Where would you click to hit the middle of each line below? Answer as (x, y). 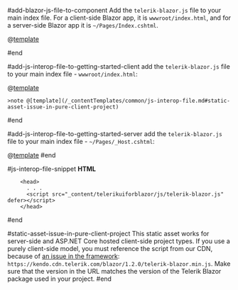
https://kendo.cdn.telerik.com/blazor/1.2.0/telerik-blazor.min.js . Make (119, 264)
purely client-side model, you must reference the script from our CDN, (110, 249)
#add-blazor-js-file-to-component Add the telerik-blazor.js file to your (114, 10)
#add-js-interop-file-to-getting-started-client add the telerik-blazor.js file (119, 66)
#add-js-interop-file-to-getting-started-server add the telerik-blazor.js (115, 134)
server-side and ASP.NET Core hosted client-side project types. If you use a (119, 241)
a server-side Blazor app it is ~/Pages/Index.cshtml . (83, 25)
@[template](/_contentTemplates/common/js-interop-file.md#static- (128, 101)
